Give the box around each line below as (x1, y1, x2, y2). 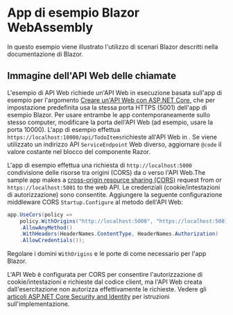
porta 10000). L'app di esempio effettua (7, 125, 120, 133)
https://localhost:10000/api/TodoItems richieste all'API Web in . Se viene (7, 133, 217, 141)
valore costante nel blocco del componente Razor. (7, 147, 151, 155)
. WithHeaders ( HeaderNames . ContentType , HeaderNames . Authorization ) (19, 230, 218, 237)
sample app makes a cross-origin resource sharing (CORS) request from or (7, 176, 222, 184)
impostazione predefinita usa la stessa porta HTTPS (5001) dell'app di (7, 103, 207, 112)
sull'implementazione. (7, 300, 70, 308)
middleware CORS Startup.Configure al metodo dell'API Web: (7, 198, 184, 206)
